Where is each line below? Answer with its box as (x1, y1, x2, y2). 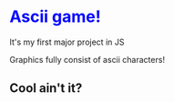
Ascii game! (9, 6, 102, 27)
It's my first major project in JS (9, 36, 125, 47)
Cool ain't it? (9, 80, 83, 97)
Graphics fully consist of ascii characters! (9, 54, 166, 65)
